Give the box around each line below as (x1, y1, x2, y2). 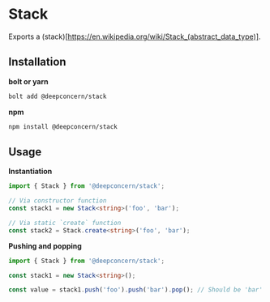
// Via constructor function (8, 197, 107, 205)
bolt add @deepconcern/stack (8, 92, 107, 100)
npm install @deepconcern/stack (8, 122, 118, 130)
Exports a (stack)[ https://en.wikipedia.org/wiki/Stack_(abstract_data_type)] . (8, 32, 261, 41)
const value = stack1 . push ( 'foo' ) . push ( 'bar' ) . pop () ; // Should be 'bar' (8, 286, 264, 294)
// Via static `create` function (8, 219, 122, 227)
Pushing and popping (8, 240, 83, 251)
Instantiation (8, 167, 53, 177)
